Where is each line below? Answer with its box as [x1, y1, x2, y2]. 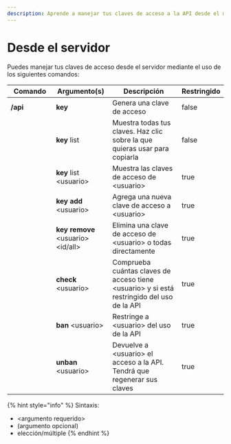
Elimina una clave [112, 220, 168, 230]
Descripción [123, 86, 164, 96]
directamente [112, 246, 156, 256]
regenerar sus [112, 374, 158, 384]
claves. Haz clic [112, 126, 163, 136]
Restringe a [112, 312, 149, 321]
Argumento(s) [57, 86, 104, 96]
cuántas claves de [112, 266, 171, 276]
